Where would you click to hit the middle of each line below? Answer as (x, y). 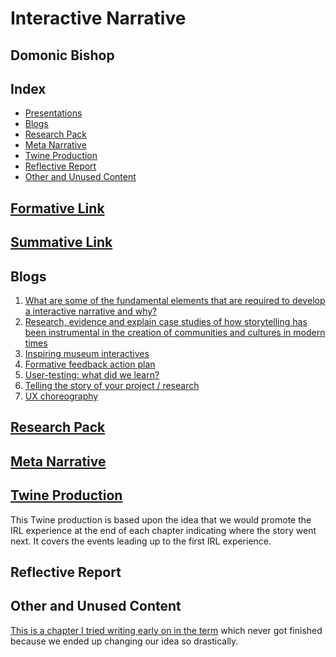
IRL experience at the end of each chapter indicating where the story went (163, 530)
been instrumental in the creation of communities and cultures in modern (175, 332)
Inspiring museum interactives (87, 353)
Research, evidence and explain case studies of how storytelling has (166, 321)
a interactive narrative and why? (91, 311)
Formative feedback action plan (90, 364)
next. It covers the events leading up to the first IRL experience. (141, 541)
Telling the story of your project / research (112, 385)
